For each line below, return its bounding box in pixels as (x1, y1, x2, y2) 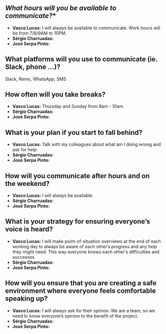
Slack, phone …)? (5, 63, 60, 71)
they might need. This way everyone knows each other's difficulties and (12, 249, 160, 255)
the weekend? (5, 179, 50, 188)
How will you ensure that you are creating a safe (5, 279, 157, 287)
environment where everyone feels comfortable (5, 287, 156, 295)
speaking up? (5, 294, 48, 303)
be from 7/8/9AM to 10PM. (12, 30, 67, 36)
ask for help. (12, 147, 38, 153)
